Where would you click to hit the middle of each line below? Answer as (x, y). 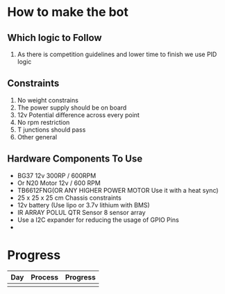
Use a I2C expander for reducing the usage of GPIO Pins (98, 220)
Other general (37, 137)
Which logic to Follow (55, 38)
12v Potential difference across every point (78, 114)
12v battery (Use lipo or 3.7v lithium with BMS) (84, 205)
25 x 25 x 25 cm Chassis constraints (69, 198)
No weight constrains (48, 100)
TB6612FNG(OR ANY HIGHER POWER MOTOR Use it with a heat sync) (118, 190)
